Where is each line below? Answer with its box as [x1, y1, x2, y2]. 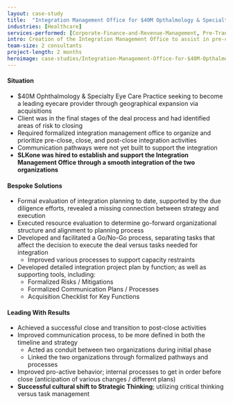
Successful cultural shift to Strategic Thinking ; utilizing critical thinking [17, 382, 224, 391]
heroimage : [7, 55, 39, 62]
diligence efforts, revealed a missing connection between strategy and [17, 204, 219, 213]
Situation [7, 77, 35, 85]
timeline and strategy [17, 339, 78, 347]
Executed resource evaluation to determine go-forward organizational [17, 219, 217, 227]
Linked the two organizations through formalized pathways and [27, 353, 209, 361]
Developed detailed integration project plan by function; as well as [17, 263, 207, 271]
